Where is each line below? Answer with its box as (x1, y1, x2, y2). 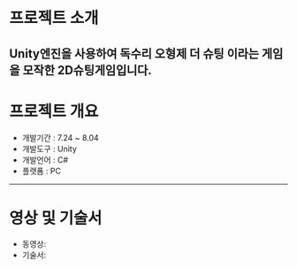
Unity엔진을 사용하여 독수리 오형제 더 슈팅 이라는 (9, 46, 259, 61)
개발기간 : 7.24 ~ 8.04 (21, 132, 99, 142)
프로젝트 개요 (9, 101, 99, 121)
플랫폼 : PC (21, 165, 62, 176)
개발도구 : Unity (21, 143, 78, 154)
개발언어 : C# (21, 154, 69, 165)
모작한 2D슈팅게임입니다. (22, 63, 152, 78)
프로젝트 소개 (9, 8, 99, 28)
